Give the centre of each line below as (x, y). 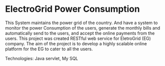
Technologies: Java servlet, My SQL (42, 58)
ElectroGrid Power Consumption (73, 9)
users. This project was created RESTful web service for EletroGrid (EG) (78, 38)
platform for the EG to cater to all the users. (49, 49)
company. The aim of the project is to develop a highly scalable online (76, 43)
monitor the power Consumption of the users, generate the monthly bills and (83, 28)
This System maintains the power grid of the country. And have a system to (82, 23)
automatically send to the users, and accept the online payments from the (80, 33)
